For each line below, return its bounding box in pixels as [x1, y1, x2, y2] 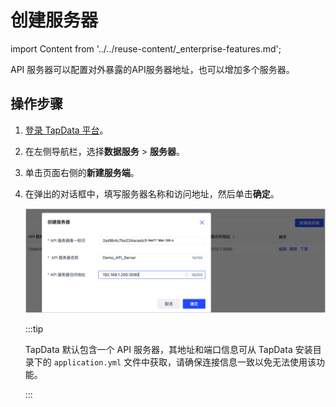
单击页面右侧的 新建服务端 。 [24, 166, 140, 178]
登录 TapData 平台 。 [24, 124, 109, 136]
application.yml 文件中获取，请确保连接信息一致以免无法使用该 [53, 356, 317, 368]
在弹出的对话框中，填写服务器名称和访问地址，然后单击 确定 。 [24, 187, 280, 200]
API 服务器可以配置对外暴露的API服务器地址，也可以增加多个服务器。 [10, 63, 295, 75]
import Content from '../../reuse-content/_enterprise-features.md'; [10, 42, 282, 55]
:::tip [24, 322, 44, 335]
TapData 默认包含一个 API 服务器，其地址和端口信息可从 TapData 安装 [24, 343, 313, 355]
